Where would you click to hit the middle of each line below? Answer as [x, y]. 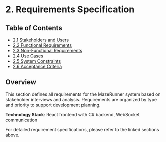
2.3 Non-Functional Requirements [48, 50]
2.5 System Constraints [37, 61]
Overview [21, 82]
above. [12, 135]
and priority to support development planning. [53, 105]
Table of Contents [34, 28]
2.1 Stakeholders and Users [41, 40]
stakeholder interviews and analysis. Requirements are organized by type [81, 99]
